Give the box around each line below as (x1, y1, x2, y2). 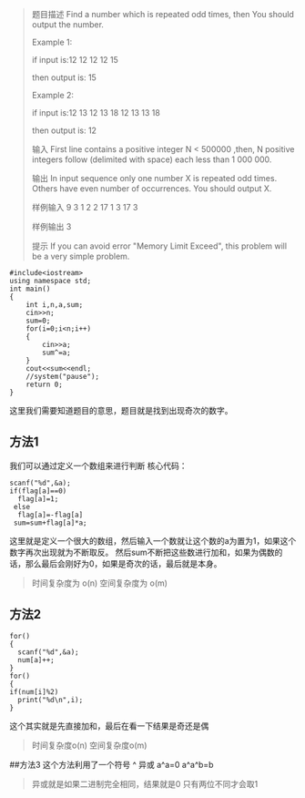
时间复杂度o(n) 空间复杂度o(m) (31, 740, 147, 751)
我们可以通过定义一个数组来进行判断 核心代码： (9, 460, 188, 471)
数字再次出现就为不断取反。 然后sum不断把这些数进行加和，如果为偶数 (9, 547, 275, 558)
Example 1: (31, 36, 73, 47)
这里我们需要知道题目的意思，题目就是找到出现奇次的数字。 (9, 405, 233, 415)
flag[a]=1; (17, 494, 59, 504)
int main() (9, 284, 51, 293)
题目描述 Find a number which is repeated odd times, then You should (31, 9, 294, 19)
